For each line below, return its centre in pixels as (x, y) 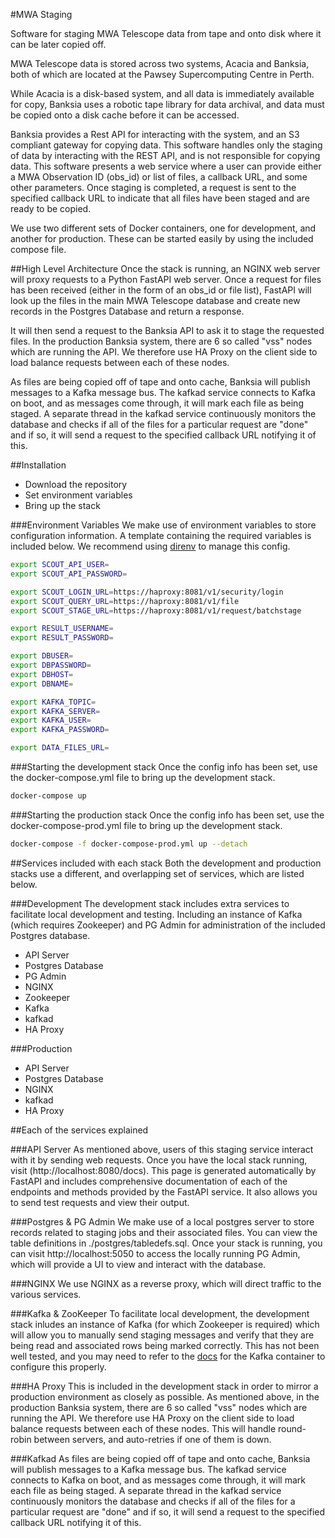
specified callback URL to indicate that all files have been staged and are (160, 198)
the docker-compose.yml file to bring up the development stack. (143, 777)
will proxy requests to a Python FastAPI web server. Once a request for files (166, 279)
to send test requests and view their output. (100, 1202)
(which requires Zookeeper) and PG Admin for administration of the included (168, 925)
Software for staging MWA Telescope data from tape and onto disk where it (166, 33)
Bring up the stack (62, 505)
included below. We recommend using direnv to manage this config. (150, 546)
